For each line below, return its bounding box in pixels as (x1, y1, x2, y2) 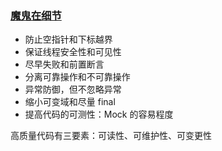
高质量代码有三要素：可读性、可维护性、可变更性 (10, 130, 212, 142)
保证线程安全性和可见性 (24, 46, 122, 58)
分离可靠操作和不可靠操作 (24, 71, 131, 83)
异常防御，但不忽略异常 (24, 83, 122, 96)
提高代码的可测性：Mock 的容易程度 (24, 108, 174, 121)
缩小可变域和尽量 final (24, 96, 116, 108)
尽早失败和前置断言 (24, 58, 105, 71)
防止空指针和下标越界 (24, 33, 113, 46)
